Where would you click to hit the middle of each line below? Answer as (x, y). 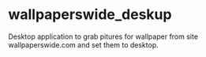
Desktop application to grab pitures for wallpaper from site (103, 36)
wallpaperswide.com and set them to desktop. (84, 44)
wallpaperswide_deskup (90, 15)
